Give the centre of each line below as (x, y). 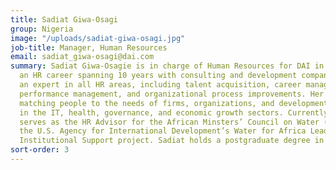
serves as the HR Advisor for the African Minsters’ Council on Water (169, 122)
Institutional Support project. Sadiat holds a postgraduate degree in (172, 141)
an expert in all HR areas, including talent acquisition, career (160, 85)
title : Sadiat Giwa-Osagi (64, 19)
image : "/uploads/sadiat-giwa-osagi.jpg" (98, 38)
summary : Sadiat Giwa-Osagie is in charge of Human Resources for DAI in (167, 66)
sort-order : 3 (40, 150)
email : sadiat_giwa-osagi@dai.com (82, 57)
